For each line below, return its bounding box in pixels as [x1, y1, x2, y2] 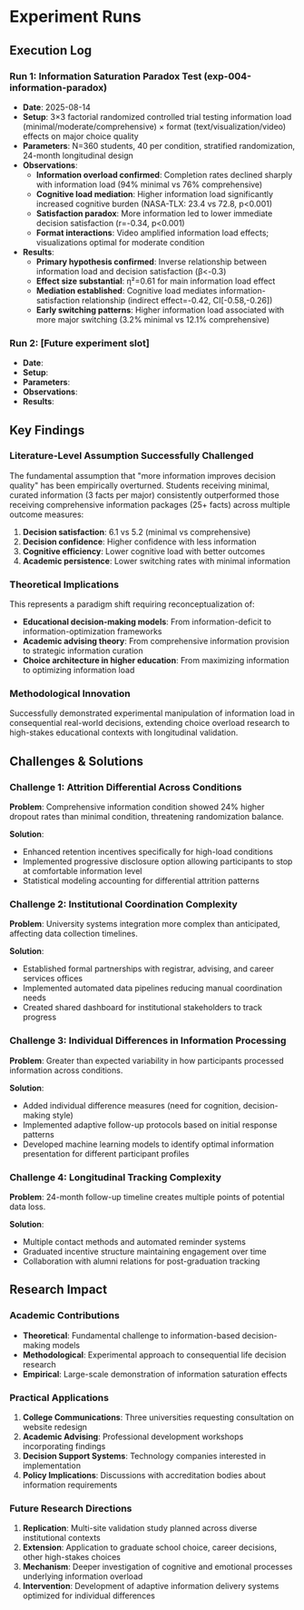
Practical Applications [9, 1391, 109, 1404]
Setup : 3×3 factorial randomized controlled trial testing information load [22, 111, 292, 122]
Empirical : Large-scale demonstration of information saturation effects [22, 1368, 288, 1379]
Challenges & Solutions [9, 753, 143, 769]
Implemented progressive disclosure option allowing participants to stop [22, 856, 293, 867]
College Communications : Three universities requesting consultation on [22, 1412, 295, 1423]
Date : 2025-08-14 [22, 102, 91, 113]
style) [52, 1109, 74, 1120]
